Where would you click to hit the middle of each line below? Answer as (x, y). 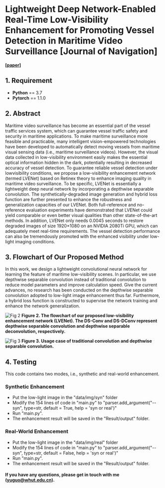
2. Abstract (23, 113)
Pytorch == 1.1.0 (29, 98)
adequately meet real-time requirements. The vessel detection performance (82, 231)
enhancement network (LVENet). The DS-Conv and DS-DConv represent (81, 321)
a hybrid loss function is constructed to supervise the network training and (81, 301)
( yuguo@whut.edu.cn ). (30, 480)
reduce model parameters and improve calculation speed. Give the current (81, 285)
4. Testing (21, 362)
